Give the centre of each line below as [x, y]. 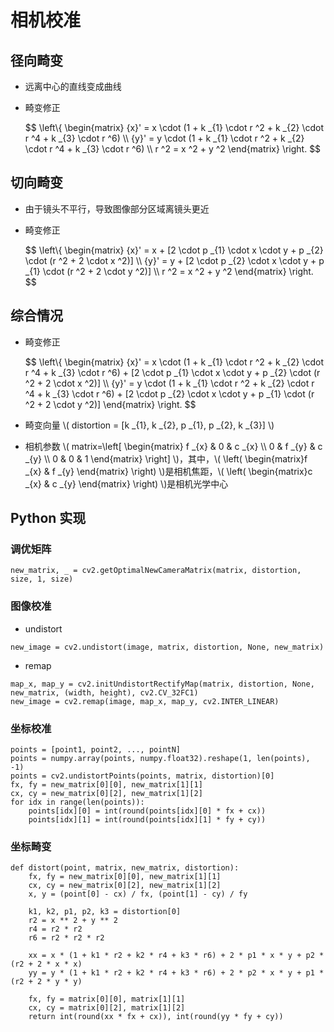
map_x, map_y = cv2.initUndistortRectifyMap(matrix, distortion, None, [162, 684]
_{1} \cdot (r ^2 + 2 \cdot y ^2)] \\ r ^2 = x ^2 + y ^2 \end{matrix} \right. [169, 271]
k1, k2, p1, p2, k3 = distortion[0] [105, 912]
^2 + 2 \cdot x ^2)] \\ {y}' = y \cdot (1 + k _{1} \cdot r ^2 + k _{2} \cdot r [169, 383]
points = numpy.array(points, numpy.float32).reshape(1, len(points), [160, 758]
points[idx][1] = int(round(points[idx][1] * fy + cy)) [147, 819]
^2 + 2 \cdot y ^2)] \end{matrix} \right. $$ [110, 404]
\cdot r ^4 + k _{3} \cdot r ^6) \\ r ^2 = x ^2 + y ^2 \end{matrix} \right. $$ [173, 149]
